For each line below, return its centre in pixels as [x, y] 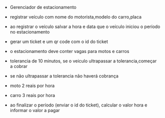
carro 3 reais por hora [32, 95]
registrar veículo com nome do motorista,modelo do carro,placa [75, 17]
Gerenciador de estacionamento [43, 7]
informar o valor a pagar [35, 110]
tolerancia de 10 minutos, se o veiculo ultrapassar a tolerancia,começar [83, 61]
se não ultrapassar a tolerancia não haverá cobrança [64, 76]
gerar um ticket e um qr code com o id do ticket [59, 41]
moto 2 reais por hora [32, 85]
